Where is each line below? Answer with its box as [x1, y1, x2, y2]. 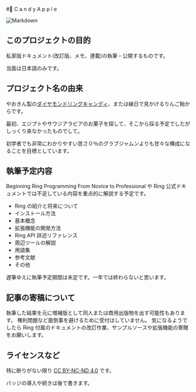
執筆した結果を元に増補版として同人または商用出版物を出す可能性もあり [6, 309, 180, 317]
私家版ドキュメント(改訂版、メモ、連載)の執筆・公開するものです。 [6, 52, 169, 59]
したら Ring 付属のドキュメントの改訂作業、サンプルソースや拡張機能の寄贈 [6, 324, 189, 331]
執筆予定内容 [6, 166, 53, 176]
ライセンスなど [6, 350, 60, 360]
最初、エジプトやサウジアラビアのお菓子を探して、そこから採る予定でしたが [6, 120, 190, 127]
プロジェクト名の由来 [6, 83, 83, 93]
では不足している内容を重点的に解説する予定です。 [26, 190, 149, 197]
